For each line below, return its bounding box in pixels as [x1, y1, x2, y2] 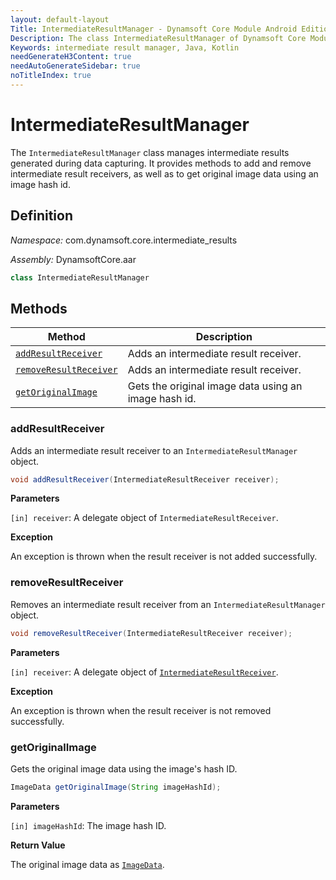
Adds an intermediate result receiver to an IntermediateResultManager [10, 444, 298, 456]
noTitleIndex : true [10, 71, 92, 81]
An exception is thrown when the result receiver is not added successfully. [10, 551, 318, 563]
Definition [10, 207, 73, 225]
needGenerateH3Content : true [10, 52, 132, 62]
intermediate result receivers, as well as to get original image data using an [10, 167, 319, 180]
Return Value [10, 839, 66, 851]
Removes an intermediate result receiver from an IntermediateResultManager [10, 598, 326, 610]
